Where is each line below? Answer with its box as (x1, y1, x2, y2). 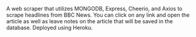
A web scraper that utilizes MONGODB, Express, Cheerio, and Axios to (6, 5, 183, 12)
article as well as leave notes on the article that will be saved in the (6, 18, 173, 24)
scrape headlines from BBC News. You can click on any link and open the (6, 11, 190, 18)
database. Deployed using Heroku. (6, 24, 93, 31)
